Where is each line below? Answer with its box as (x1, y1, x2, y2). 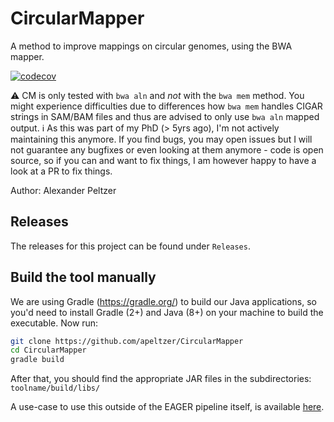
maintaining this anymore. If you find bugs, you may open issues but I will (10, 133, 313, 145)
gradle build (10, 355, 65, 365)
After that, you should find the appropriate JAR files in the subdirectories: (10, 373, 312, 385)
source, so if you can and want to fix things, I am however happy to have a (10, 154, 317, 166)
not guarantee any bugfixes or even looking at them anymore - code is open (10, 143, 324, 156)
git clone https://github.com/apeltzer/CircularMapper (10, 336, 244, 346)
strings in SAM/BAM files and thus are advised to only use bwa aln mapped (10, 110, 320, 122)
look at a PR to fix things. (10, 165, 113, 177)
